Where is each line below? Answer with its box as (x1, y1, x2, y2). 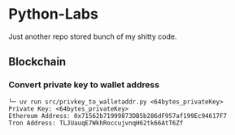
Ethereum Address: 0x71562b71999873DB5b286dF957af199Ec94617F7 (8, 112, 228, 120)
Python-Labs (8, 5, 99, 23)
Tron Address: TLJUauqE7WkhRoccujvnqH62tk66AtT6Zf (8, 119, 184, 127)
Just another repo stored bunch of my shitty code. (8, 32, 177, 41)
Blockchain (8, 55, 67, 69)
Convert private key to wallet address (8, 79, 160, 91)
